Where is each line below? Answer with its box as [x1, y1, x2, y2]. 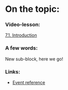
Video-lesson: [5, 21, 41, 28]
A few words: [5, 45, 38, 51]
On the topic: [5, 3, 60, 15]
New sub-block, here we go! [5, 56, 64, 62]
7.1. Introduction [5, 32, 37, 38]
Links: [5, 68, 20, 75]
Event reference [12, 80, 46, 86]
